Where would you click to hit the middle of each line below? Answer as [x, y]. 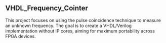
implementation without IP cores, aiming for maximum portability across [80, 31]
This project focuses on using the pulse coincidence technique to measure [83, 20]
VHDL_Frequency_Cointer [47, 8]
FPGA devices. [21, 36]
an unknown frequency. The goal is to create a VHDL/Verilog [69, 25]
